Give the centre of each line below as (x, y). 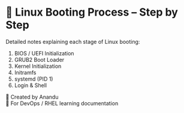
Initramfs (25, 72)
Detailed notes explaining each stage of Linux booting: (73, 41)
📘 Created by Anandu (32, 97)
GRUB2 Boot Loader (39, 60)
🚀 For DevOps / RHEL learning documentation (62, 103)
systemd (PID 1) (34, 79)
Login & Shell (31, 85)
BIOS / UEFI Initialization (44, 53)
